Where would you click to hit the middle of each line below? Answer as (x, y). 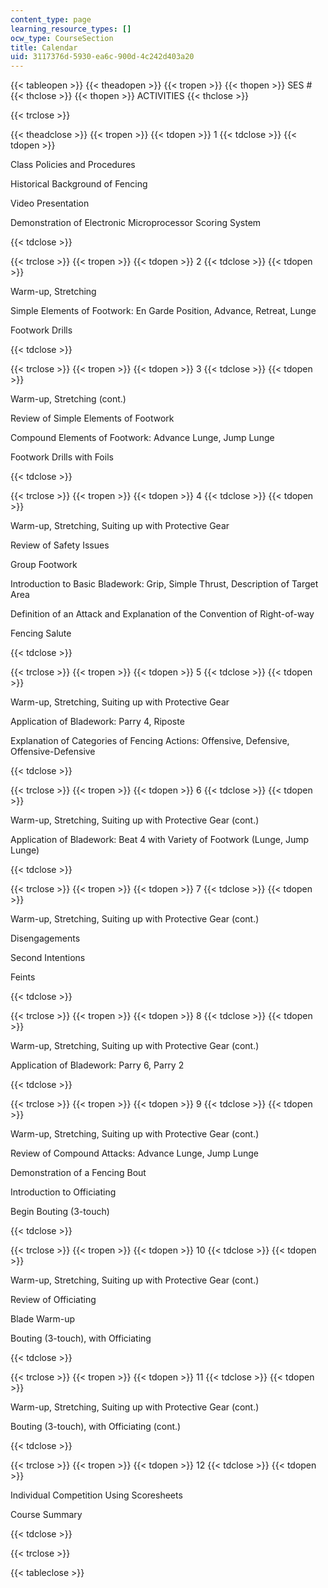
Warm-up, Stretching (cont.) (68, 399)
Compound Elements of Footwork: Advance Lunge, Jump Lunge (142, 438)
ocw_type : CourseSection (62, 38)
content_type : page (51, 19)
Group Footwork (44, 565)
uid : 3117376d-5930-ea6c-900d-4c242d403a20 (102, 57)
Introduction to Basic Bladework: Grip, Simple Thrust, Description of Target (164, 584)
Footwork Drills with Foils (62, 457)
